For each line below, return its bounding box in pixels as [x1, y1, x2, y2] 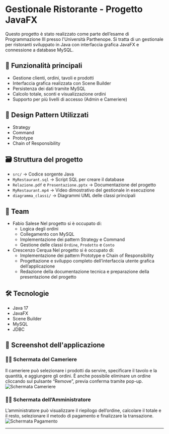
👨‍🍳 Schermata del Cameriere [5, 356, 77, 363]
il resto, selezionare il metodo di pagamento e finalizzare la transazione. [5, 412, 154, 418]
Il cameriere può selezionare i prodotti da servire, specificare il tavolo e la [5, 367, 157, 373]
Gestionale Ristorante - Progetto [5, 4, 143, 15]
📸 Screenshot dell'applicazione [5, 341, 105, 350]
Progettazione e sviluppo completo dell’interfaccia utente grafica [20, 258, 155, 264]
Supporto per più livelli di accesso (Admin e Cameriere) [12, 96, 127, 102]
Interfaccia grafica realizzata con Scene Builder [12, 80, 112, 86]
